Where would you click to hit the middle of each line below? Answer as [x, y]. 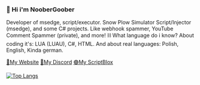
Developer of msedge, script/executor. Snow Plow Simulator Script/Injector [99, 23]
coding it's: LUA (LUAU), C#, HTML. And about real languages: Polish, [93, 44]
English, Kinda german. [35, 51]
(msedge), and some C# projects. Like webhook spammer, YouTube [90, 29]
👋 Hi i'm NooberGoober [40, 10]
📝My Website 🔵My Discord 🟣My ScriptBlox [60, 62]
